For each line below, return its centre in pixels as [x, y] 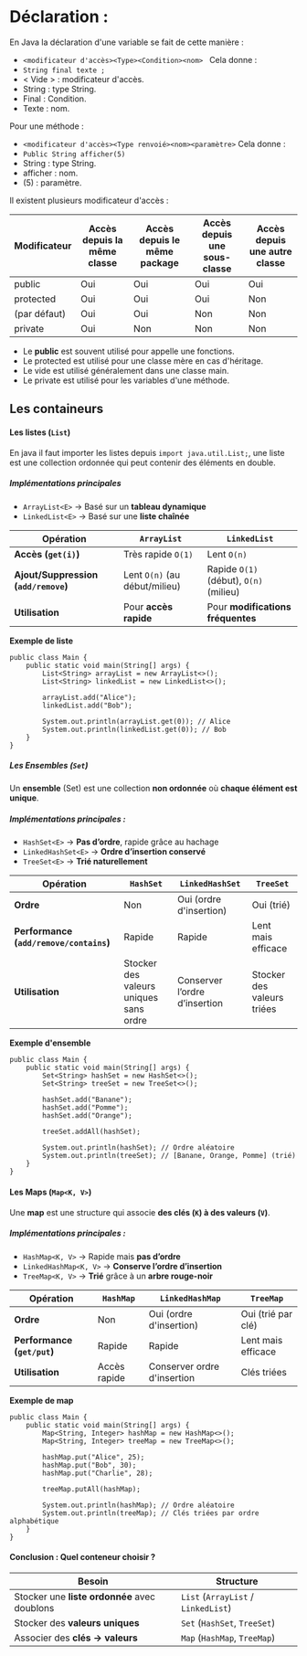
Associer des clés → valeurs [76, 1638]
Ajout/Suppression [56, 575]
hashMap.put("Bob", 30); [90, 1465]
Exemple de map [42, 1400]
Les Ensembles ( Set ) [49, 766]
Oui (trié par [267, 1313]
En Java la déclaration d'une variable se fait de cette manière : [127, 42]
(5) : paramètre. [52, 182]
